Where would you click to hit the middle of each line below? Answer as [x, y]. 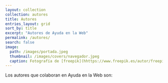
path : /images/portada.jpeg [39, 51]
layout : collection [25, 10]
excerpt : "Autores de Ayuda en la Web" [47, 33]
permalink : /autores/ [28, 38]
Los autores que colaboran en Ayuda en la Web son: [59, 75]
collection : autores [27, 14]
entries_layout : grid [28, 24]
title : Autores [21, 19]
